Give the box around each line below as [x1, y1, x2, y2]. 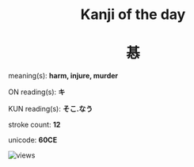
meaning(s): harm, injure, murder [8, 71, 119, 81]
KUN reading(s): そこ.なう [8, 104, 93, 114]
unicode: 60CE [8, 135, 58, 145]
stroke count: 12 [8, 120, 61, 130]
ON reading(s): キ [8, 87, 66, 97]
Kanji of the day [80, 6, 186, 24]
